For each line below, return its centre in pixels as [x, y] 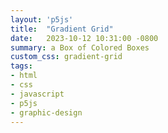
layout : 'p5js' [42, 19]
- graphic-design [46, 112]
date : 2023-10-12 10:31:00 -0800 [84, 38]
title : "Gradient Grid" [62, 29]
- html [24, 76]
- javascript [37, 94]
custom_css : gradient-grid [66, 57]
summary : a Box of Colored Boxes [80, 47]
